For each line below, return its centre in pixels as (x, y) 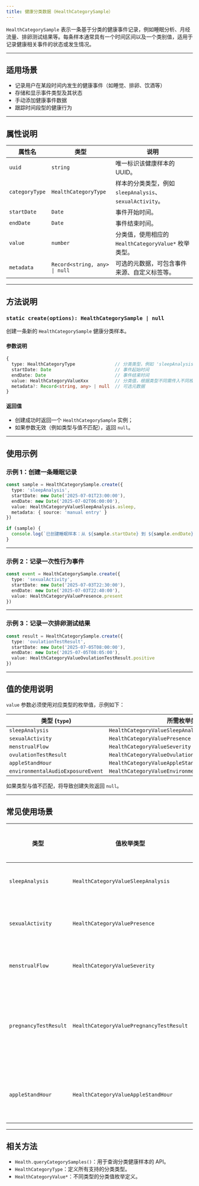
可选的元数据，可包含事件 (151, 263)
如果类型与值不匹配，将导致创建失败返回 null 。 (64, 786)
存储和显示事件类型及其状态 (49, 93)
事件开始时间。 (136, 212)
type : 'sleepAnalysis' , (41, 490)
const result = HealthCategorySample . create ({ (65, 636)
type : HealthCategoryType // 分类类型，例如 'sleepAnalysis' (104, 364)
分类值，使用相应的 (142, 235)
